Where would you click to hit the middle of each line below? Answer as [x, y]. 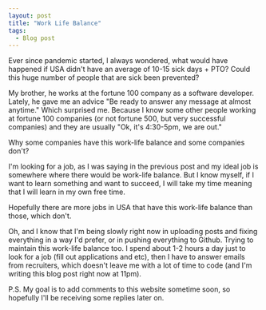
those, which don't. [40, 216]
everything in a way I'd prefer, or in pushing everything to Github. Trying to [131, 240]
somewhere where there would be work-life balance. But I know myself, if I [131, 175]
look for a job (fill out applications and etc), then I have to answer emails [127, 257]
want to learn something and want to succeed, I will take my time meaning [130, 184]
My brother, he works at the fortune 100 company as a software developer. [131, 93]
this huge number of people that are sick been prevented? [104, 77]
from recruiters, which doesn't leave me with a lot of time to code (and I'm [130, 265]
